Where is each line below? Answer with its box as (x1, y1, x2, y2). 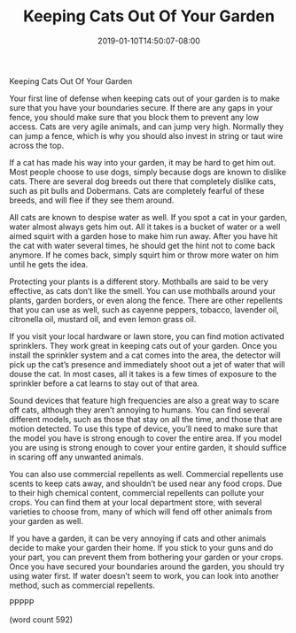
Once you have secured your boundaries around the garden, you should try (9, 560, 285, 572)
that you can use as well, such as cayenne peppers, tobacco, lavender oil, (9, 304, 279, 315)
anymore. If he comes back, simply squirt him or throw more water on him (9, 250, 279, 260)
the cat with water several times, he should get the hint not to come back (9, 240, 276, 251)
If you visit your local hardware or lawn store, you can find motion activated (9, 330, 285, 342)
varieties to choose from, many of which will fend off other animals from (9, 506, 273, 517)
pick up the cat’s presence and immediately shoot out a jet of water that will (9, 359, 285, 369)
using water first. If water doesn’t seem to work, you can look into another (9, 570, 279, 581)
